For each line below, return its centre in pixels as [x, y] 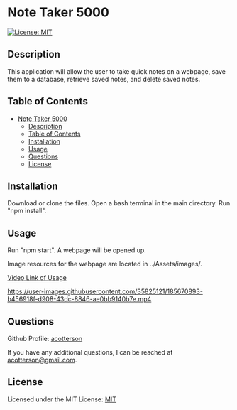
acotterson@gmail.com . [42, 360]
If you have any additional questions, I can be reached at [90, 352]
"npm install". [27, 211]
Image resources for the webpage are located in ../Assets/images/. [105, 264]
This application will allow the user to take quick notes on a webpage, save [116, 71]
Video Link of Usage [37, 278]
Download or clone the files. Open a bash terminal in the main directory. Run [119, 203]
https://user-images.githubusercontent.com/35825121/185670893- [105, 291]
